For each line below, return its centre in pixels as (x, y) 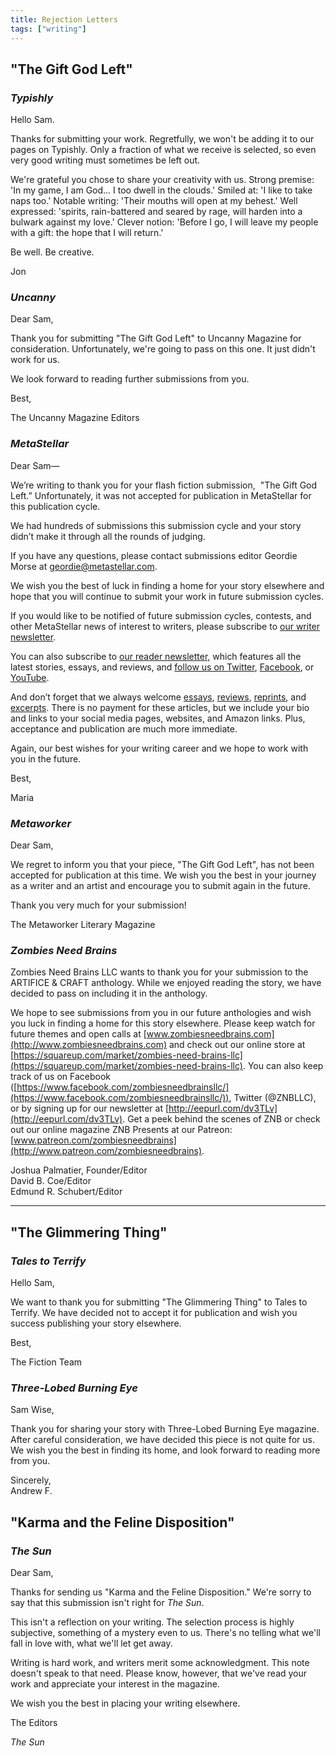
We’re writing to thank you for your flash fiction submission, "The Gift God (164, 485)
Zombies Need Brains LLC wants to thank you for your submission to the (159, 972)
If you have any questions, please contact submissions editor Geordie (154, 555)
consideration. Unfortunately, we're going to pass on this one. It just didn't (163, 349)
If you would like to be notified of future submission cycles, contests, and (161, 615)
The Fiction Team (46, 1362)
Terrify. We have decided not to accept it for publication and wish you (154, 1313)
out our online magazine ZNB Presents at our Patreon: (121, 1130)
